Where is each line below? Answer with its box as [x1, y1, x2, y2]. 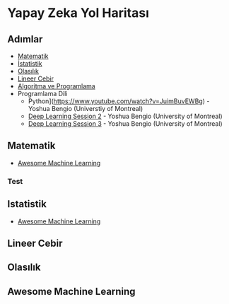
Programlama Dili [17, 90, 68, 98]
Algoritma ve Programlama [17, 82, 95, 90]
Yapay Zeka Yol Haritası [7, 5, 150, 21]
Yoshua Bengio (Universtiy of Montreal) [28, 105, 143, 112]
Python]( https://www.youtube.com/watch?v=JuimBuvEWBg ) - [28, 97, 210, 105]
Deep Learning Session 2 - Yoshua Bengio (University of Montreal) [28, 112, 223, 120]
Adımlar [7, 33, 43, 45]
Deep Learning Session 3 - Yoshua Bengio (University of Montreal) [28, 119, 223, 128]
